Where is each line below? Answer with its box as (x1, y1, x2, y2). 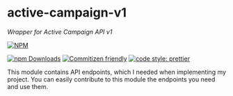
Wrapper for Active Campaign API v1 (7, 28, 113, 36)
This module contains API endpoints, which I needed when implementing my (7, 68, 227, 76)
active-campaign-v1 (7, 5, 127, 21)
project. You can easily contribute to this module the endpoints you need (7, 75, 216, 84)
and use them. (7, 82, 49, 90)
